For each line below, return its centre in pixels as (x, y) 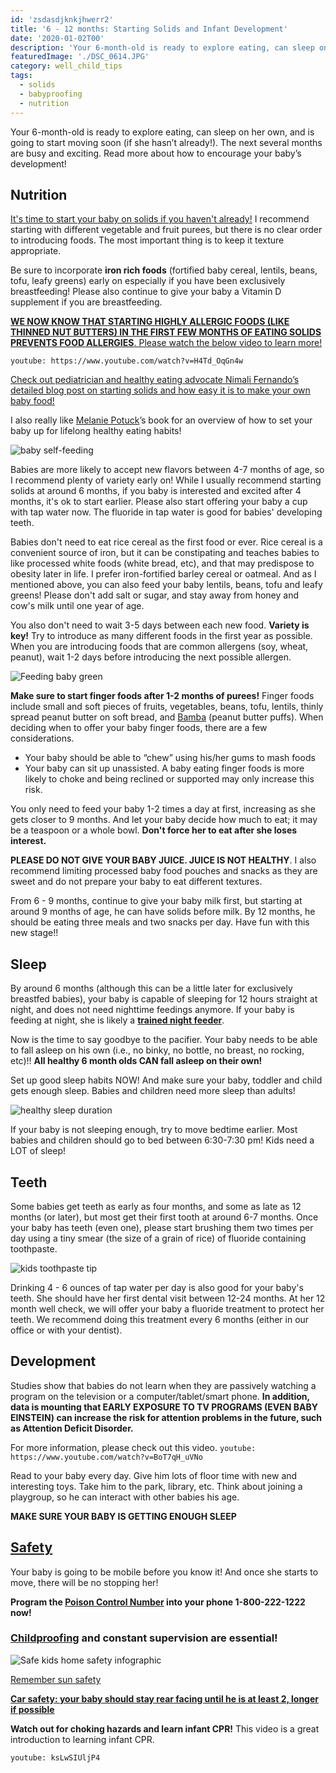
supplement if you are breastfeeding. (86, 302)
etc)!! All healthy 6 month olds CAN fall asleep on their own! (136, 1061)
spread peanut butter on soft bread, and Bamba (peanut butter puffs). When (167, 717)
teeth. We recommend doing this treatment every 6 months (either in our (160, 1319)
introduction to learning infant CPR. (82, 1739)
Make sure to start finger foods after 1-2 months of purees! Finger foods (162, 696)
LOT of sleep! (38, 1151)
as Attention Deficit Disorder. (72, 1428)
